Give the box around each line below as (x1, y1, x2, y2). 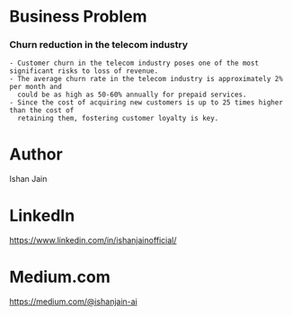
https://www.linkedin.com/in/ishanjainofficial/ (9, 235, 177, 246)
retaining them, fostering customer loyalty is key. (17, 114, 219, 123)
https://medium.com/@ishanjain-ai (9, 296, 137, 307)
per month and (9, 83, 63, 92)
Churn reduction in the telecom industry (9, 39, 189, 51)
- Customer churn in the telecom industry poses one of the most (9, 59, 259, 68)
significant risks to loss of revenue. (9, 67, 159, 76)
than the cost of (9, 106, 75, 115)
